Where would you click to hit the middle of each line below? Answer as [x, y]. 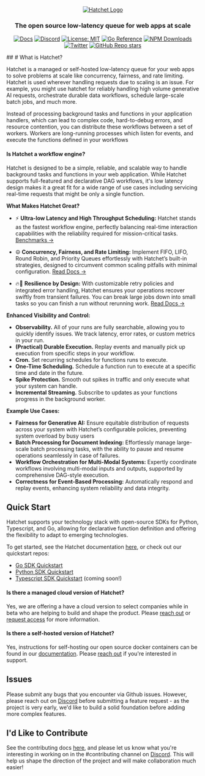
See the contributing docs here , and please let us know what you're [91, 748]
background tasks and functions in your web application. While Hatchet [96, 174]
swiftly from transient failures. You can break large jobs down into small [105, 297]
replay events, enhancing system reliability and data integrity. [92, 488]
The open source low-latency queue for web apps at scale [103, 25]
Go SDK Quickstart [39, 565]
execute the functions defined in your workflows [67, 140]
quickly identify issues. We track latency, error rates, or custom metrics [105, 334]
